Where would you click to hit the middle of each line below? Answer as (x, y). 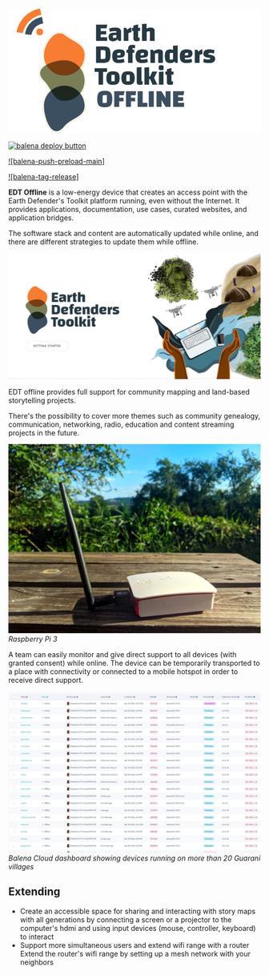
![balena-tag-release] (44, 176)
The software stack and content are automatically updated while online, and (133, 233)
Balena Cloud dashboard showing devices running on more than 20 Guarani (134, 858)
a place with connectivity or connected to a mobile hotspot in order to (123, 672)
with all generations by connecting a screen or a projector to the (126, 919)
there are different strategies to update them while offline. (103, 242)
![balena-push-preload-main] (57, 161)
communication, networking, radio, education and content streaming (121, 424)
